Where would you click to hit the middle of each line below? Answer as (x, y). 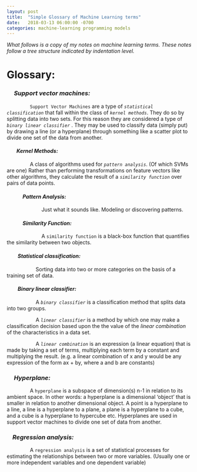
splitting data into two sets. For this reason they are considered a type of (95, 119)
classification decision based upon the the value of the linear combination (96, 326)
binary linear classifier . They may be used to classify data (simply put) (97, 125)
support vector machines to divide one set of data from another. (84, 422)
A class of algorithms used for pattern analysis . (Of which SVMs (109, 164)
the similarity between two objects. (49, 242)
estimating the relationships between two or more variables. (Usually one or (98, 456)
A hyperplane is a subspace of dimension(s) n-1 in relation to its (106, 391)
